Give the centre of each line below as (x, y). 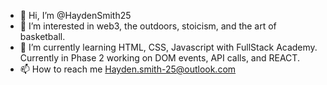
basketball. (42, 36)
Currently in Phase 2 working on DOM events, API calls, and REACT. (159, 58)
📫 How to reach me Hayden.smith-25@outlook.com (128, 69)
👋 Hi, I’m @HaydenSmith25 (75, 15)
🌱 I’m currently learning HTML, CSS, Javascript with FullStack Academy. (168, 47)
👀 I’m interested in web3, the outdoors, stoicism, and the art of (148, 26)
